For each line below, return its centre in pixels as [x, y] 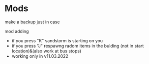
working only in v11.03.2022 [40, 56]
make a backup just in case [32, 22]
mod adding [17, 31]
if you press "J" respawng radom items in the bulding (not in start [78, 46]
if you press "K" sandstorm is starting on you [57, 40]
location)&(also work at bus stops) [46, 51]
